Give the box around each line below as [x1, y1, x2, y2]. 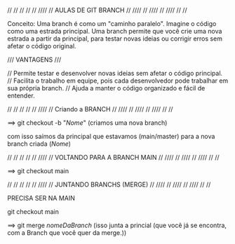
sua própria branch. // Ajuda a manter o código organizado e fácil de [7, 84, 206, 92]
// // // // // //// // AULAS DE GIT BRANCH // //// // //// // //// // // [7, 6, 187, 14]
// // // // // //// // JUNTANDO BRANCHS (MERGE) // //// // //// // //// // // [7, 180, 211, 189]
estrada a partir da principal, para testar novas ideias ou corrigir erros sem [7, 34, 223, 43]
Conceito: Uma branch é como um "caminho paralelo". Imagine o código [7, 20, 217, 27]
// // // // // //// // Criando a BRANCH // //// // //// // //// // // [7, 105, 173, 113]
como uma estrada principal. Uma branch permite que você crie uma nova [7, 27, 222, 35]
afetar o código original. [7, 42, 76, 50]
